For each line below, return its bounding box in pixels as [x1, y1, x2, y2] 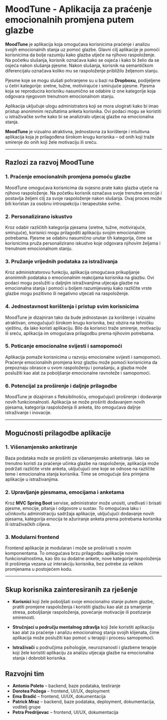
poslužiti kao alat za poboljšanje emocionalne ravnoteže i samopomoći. [5, 370, 151, 376]
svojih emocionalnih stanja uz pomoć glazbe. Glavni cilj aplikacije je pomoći [5, 46, 160, 52]
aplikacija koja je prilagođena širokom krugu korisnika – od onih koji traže [5, 134, 155, 140]
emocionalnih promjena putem [5, 14, 134, 25]
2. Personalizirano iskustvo [5, 213, 73, 220]
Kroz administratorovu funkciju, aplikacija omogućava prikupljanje [5, 269, 140, 275]
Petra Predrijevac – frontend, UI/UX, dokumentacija [12, 710, 118, 716]
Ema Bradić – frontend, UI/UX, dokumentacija [12, 694, 106, 700]
